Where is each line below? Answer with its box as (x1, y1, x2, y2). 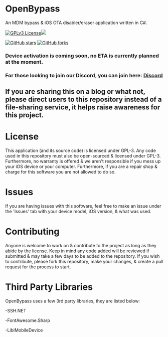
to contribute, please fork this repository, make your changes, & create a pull (5, 258, 163, 264)
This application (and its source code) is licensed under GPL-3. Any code (5, 147, 156, 153)
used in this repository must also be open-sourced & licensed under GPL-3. (5, 153, 161, 159)
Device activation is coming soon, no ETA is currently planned (5, 52, 159, 59)
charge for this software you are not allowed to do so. (5, 169, 116, 175)
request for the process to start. (5, 264, 71, 270)
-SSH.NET (5, 307, 27, 313)
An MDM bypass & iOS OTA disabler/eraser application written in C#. (5, 20, 147, 26)
